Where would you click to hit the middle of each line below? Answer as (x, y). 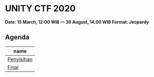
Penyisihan (20, 59)
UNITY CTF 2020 (40, 9)
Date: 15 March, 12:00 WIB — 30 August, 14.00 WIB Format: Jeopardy (77, 22)
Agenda (17, 37)
